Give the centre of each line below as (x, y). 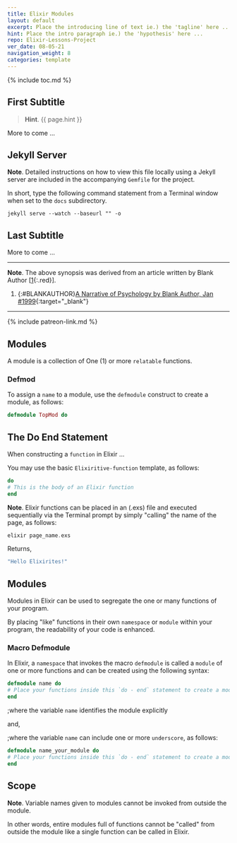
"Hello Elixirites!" (38, 562)
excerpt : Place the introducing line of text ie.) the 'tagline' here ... (120, 27)
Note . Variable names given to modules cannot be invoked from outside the (117, 803)
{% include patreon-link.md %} (53, 322)
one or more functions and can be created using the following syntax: (108, 671)
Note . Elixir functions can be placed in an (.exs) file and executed (102, 507)
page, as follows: (32, 522)
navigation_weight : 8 (39, 54)
